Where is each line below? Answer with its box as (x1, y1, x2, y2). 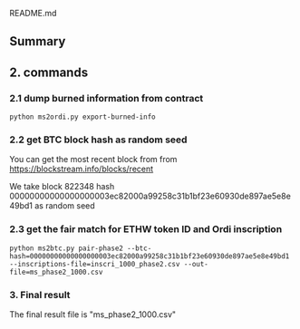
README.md (9, 8, 57, 18)
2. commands (9, 64, 89, 80)
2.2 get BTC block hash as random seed (9, 133, 188, 146)
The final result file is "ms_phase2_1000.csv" (9, 308, 177, 320)
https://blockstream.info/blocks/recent (9, 163, 154, 175)
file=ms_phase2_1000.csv (9, 267, 103, 276)
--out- (183, 259, 208, 268)
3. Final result (9, 288, 71, 301)
